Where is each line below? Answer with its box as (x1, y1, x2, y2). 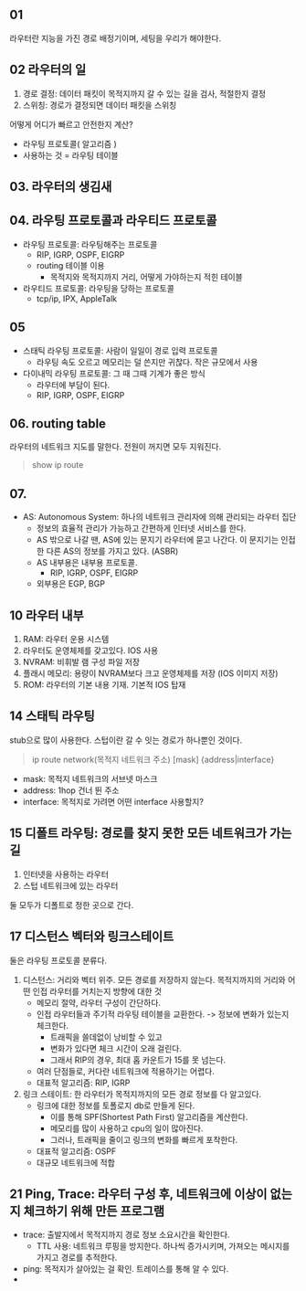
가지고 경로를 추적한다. (36, 1252, 118, 1264)
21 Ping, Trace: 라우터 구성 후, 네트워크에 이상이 (9, 1186, 268, 1201)
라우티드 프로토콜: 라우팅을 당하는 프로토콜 (22, 282, 175, 293)
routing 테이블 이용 (36, 259, 105, 270)
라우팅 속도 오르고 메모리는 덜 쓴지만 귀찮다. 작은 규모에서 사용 (36, 356, 259, 367)
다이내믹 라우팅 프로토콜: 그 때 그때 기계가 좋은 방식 (22, 367, 206, 378)
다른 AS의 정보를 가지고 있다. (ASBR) (46, 545, 179, 556)
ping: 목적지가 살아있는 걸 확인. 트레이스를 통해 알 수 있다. (22, 1264, 229, 1275)
